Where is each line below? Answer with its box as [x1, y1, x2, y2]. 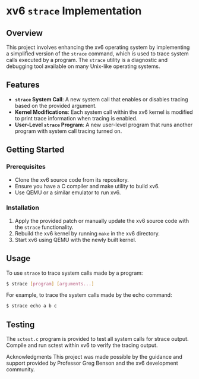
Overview [6, 28, 43, 38]
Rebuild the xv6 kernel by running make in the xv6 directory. [14, 229, 160, 237]
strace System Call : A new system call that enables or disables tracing [14, 95, 188, 102]
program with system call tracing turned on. [14, 127, 122, 135]
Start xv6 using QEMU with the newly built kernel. [14, 236, 137, 243]
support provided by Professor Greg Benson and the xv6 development [6, 359, 178, 367]
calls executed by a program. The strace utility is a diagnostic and [6, 57, 168, 63]
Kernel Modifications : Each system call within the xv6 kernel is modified [14, 108, 193, 116]
